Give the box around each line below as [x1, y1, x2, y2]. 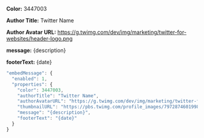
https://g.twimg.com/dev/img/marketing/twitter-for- [57, 28, 187, 36]
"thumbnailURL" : [17, 104, 59, 110]
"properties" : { [12, 81, 53, 87]
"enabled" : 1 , [12, 76, 47, 82]
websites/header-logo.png [6, 35, 73, 42]
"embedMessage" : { [6, 70, 53, 76]
